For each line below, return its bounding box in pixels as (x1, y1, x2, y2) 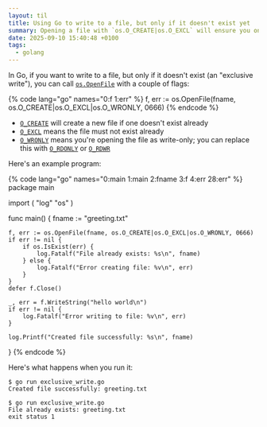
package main (8, 183, 55, 192)
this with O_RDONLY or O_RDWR (19, 144, 110, 153)
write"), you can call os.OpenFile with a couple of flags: (8, 79, 190, 88)
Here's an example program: (8, 159, 102, 168)
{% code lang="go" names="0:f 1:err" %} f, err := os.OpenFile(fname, (8, 95, 236, 103)
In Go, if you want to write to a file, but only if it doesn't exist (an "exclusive (8, 71, 253, 80)
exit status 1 (8, 413, 56, 421)
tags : (8, 41, 26, 49)
